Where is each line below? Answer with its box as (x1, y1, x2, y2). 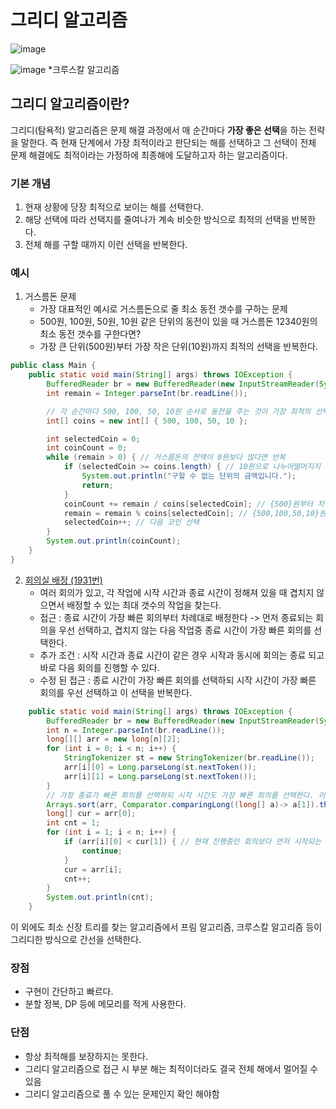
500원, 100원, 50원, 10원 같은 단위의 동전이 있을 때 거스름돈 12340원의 (39, 316, 318, 328)
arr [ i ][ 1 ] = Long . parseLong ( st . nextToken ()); (63, 771, 257, 781)
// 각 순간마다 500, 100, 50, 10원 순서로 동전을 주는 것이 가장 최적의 (46, 406, 312, 416)
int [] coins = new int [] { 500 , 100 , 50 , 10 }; (46, 416, 248, 426)
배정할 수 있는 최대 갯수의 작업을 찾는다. (66, 599, 222, 611)
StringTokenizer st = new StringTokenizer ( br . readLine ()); (63, 753, 315, 763)
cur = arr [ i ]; (63, 864, 123, 875)
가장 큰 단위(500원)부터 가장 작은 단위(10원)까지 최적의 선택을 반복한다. (39, 341, 318, 353)
